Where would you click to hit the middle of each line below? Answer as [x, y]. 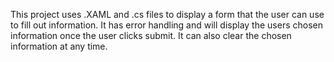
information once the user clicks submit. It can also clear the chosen [151, 35]
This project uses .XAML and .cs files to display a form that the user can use [167, 14]
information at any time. [59, 46]
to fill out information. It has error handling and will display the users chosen [166, 25]
